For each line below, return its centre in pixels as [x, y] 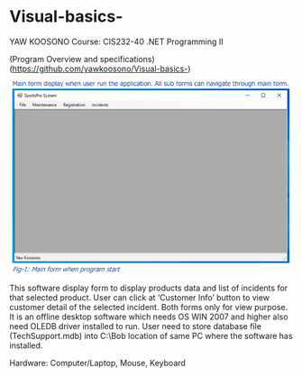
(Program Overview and [54, 59]
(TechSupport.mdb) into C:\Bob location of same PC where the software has [151, 336]
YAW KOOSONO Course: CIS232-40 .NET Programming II [116, 41]
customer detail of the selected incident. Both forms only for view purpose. [149, 307]
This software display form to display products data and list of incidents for [149, 288]
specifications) [127, 59]
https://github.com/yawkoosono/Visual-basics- [100, 69]
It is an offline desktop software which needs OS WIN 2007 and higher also [149, 317]
